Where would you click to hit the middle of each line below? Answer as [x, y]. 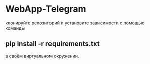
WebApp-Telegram [46, 9]
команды [15, 28]
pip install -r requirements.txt [53, 44]
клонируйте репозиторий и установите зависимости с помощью [75, 23]
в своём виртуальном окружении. [42, 56]
